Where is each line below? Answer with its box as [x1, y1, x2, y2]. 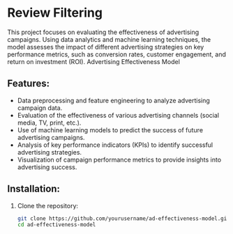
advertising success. [17, 162, 77, 171]
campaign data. [17, 103, 63, 112]
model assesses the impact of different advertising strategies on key [7, 42, 204, 51]
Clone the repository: [17, 201, 79, 210]
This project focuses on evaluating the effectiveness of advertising [7, 28, 200, 36]
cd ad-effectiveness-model [17, 221, 96, 228]
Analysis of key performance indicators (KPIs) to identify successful [17, 141, 213, 149]
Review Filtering [7, 5, 103, 21]
